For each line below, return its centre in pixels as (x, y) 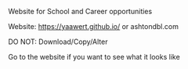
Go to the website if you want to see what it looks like (94, 57)
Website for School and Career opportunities (80, 11)
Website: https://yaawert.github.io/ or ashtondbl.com (93, 26)
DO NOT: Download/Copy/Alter (58, 42)
